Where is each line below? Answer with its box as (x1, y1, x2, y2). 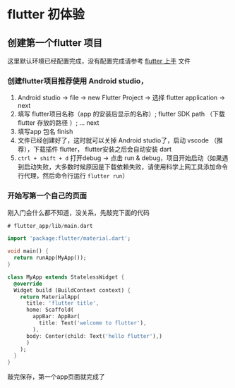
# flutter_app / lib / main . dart (7, 222, 93, 229)
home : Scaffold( (25, 306, 74, 314)
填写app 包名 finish (17, 128, 73, 136)
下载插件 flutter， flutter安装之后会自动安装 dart (32, 145, 171, 154)
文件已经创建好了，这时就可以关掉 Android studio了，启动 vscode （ (17, 136, 217, 145)
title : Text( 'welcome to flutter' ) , (38, 320, 147, 327)
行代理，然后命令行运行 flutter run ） (17, 171, 129, 180)
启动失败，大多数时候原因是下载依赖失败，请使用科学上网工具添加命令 (23, 163, 228, 171)
